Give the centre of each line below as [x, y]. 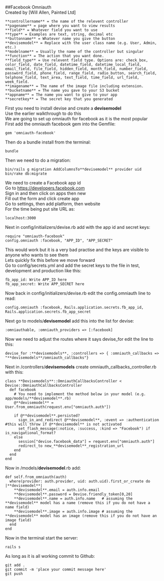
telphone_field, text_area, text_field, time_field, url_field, [72, 77]
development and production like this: [43, 271]
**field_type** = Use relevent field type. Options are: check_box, [77, 60]
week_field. [17, 82]
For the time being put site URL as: [40, 209]
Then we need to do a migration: [38, 160]
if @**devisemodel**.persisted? [47, 416]
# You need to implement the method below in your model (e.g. [80, 394]
